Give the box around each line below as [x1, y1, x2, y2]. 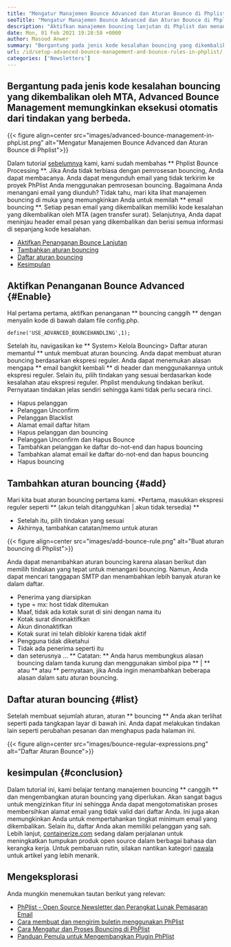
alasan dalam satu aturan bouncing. [16, 674, 119, 682]
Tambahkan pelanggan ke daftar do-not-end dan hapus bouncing [16, 443, 203, 451]
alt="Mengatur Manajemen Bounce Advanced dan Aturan [45, 138, 208, 147]
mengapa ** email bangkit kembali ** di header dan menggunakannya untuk [7, 364, 223, 372]
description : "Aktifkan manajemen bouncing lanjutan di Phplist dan [7, 23, 208, 30]
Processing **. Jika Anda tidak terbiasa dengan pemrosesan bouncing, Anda [7, 166, 224, 174]
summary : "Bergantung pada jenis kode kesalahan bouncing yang [7, 42, 192, 49]
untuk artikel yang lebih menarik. [7, 851, 100, 860]
